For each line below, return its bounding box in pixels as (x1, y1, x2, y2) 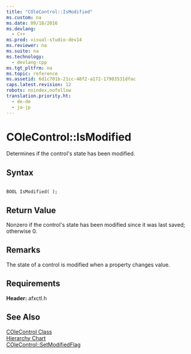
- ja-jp (11, 104, 31, 110)
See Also (6, 312, 40, 323)
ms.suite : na (6, 48, 39, 54)
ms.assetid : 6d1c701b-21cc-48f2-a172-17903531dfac (6, 76, 136, 82)
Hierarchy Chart (6, 334, 46, 341)
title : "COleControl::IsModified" (6, 8, 93, 15)
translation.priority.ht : (6, 93, 71, 99)
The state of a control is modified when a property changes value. (6, 261, 171, 268)
